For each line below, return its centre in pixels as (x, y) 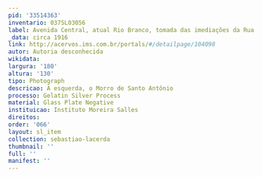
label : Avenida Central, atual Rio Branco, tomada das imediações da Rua (131, 30)
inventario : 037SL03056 (47, 23)
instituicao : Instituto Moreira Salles (73, 110)
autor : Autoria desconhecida (56, 52)
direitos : (24, 117)
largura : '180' (33, 67)
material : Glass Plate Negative (61, 103)
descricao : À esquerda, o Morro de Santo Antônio (91, 88)
